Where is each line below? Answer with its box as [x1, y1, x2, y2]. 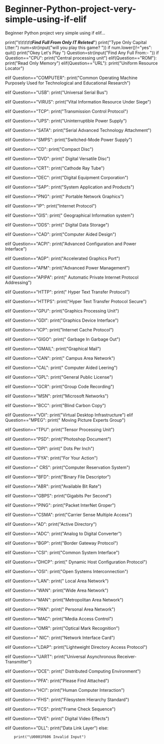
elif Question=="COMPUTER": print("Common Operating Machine [5, 75, 138, 81]
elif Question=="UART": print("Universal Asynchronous [5, 653, 116, 660]
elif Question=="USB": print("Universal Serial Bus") [5, 89, 108, 95]
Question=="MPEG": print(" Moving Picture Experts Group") [5, 417, 126, 423]
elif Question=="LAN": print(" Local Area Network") [5, 578, 109, 584]
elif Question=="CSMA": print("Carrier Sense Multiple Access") [5, 512, 133, 517]
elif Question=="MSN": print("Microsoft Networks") [5, 393, 109, 399]
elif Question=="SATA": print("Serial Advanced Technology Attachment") [5, 127, 152, 133]
